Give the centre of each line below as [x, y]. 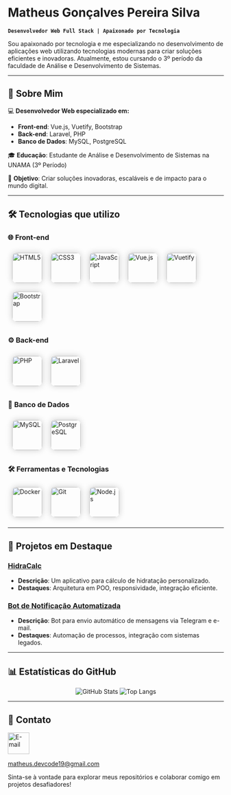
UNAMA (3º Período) [37, 165]
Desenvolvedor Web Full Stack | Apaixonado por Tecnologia [94, 31]
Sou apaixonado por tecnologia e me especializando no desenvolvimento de [115, 43]
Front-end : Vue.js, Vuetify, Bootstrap [70, 127]
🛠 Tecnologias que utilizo [64, 215]
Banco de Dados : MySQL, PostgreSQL [72, 141]
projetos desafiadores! [39, 784]
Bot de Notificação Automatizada [64, 605]
